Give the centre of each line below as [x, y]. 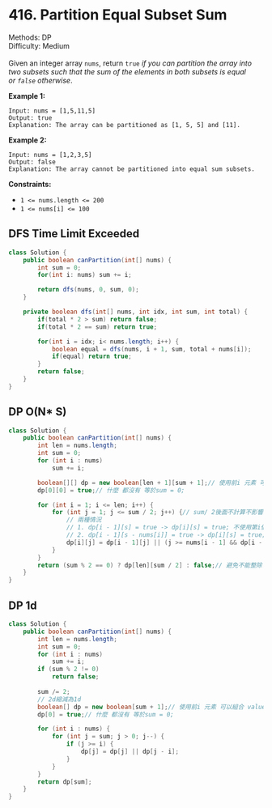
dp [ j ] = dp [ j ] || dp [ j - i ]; [130, 751]
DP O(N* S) [38, 412]
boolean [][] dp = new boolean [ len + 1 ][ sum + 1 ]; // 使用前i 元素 [147, 483]
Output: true [30, 118]
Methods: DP [30, 37]
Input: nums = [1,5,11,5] [52, 111]
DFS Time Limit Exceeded [74, 234]
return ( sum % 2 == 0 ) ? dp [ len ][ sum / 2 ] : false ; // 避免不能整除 [150, 565]
